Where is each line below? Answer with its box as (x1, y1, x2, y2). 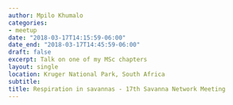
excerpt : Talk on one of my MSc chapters (8, 56, 148, 64)
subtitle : (8, 77, 41, 85)
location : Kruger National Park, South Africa (8, 70, 165, 78)
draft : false (8, 48, 52, 56)
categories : (8, 19, 48, 27)
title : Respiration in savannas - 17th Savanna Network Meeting (8, 84, 226, 93)
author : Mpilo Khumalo (8, 11, 83, 20)
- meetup (8, 26, 37, 34)
